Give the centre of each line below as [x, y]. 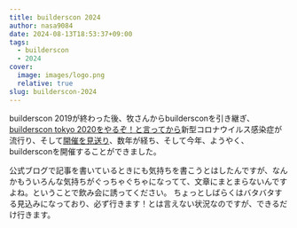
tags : [19, 42]
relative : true [45, 83]
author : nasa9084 [41, 26]
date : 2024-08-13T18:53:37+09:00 [71, 34]
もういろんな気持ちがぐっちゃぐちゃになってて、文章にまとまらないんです [152, 181]
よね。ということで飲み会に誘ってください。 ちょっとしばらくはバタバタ [142, 193]
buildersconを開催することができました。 [85, 151]
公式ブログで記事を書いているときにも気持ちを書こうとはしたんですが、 [141, 170]
